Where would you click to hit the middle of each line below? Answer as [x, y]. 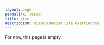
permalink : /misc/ [24, 14]
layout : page [18, 10]
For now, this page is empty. [33, 37]
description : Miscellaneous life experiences [52, 23]
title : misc [17, 19]
